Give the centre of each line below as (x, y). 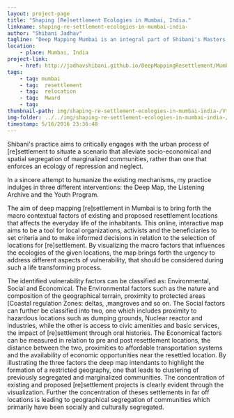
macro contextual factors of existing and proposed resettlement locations (112, 215)
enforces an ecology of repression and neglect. (76, 166)
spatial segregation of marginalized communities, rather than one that (107, 158)
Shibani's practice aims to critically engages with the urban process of (108, 144)
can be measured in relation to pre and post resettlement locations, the (109, 340)
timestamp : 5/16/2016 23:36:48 (53, 124)
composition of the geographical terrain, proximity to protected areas (106, 296)
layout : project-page (39, 14)
